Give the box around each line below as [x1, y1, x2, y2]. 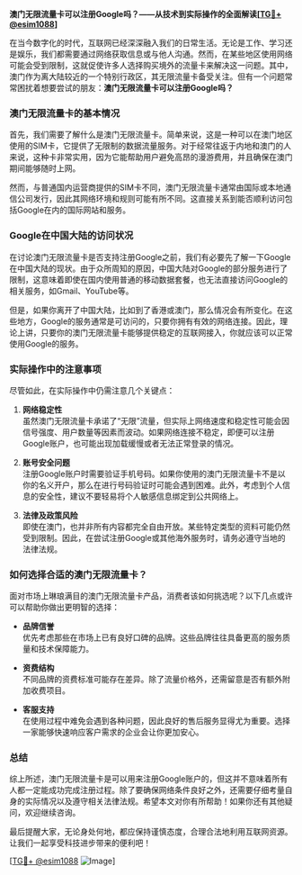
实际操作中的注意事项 [9, 363, 102, 375]
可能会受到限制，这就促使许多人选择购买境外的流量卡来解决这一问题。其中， [9, 60, 293, 70]
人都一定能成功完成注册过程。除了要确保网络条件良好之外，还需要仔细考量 [9, 785, 285, 796]
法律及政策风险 [22, 510, 78, 520]
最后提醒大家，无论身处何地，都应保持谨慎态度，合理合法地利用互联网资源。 [9, 826, 293, 837]
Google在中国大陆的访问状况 [9, 230, 134, 242]
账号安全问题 [22, 456, 70, 467]
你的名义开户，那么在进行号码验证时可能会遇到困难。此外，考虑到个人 [22, 479, 283, 490]
